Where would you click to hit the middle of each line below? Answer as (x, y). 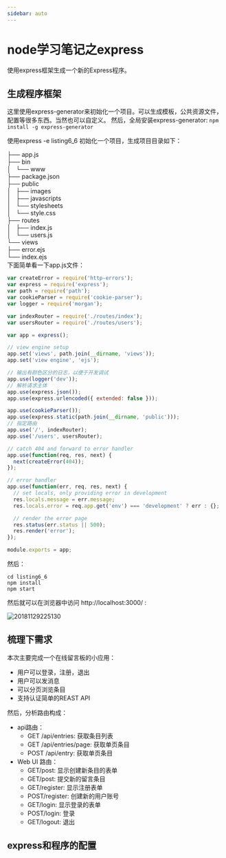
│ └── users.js (30, 235)
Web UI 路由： (37, 762)
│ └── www (26, 169)
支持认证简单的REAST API (54, 698)
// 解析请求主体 (27, 385)
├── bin (19, 162)
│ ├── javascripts (34, 199)
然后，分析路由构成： (37, 712)
